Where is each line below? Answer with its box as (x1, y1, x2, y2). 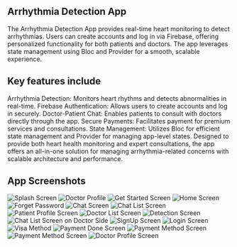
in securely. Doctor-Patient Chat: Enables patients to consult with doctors (7, 109, 222, 118)
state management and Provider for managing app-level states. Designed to (7, 131, 229, 141)
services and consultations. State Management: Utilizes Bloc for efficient (7, 124, 220, 133)
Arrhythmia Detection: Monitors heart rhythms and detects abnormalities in (7, 94, 227, 102)
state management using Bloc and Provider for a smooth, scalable (7, 47, 200, 55)
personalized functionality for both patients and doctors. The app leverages (7, 39, 228, 48)
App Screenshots (7, 175, 87, 187)
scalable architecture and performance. (7, 154, 123, 163)
